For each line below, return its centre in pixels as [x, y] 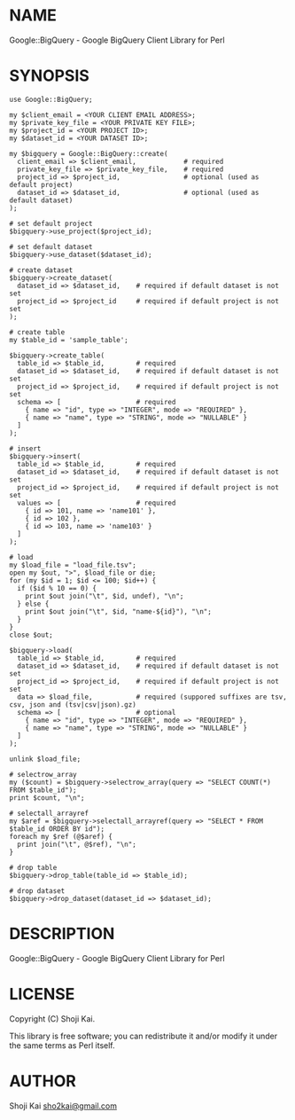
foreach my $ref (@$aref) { [61, 836]
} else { [33, 604]
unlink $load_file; [45, 759]
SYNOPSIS [50, 76]
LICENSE [42, 994]
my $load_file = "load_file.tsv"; [73, 565]
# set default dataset [51, 247]
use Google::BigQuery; [51, 99]
